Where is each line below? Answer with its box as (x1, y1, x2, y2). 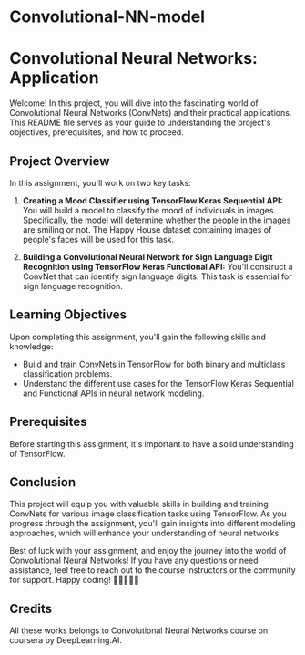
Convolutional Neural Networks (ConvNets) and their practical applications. (9, 108, 292, 119)
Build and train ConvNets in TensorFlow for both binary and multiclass (22, 359, 286, 369)
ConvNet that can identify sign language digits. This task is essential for (22, 271, 292, 282)
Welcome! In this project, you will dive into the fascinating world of (9, 98, 259, 109)
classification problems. (22, 368, 113, 379)
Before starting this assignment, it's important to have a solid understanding (9, 438, 294, 449)
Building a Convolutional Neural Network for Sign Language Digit (22, 251, 273, 262)
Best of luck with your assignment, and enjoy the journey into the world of (9, 546, 287, 556)
